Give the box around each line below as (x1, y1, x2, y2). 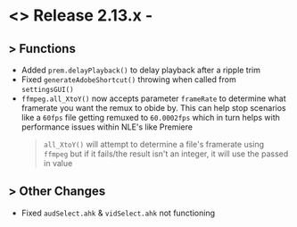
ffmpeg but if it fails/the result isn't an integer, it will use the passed (43, 148, 289, 159)
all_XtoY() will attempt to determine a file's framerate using (43, 139, 265, 149)
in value (43, 158, 73, 168)
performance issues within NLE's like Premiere (21, 122, 194, 132)
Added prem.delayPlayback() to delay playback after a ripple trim (21, 64, 260, 75)
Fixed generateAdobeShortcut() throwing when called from (21, 74, 237, 85)
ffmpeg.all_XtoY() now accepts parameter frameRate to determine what (21, 93, 286, 104)
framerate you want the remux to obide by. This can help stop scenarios (21, 103, 286, 113)
